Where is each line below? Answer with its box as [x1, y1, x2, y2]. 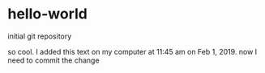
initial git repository [7, 31, 72, 41]
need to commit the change [7, 55, 100, 65]
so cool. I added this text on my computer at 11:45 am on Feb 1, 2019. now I [7, 47, 258, 56]
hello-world [7, 5, 88, 23]
